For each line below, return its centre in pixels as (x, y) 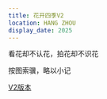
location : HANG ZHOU (42, 23)
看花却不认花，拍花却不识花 (53, 54)
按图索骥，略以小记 (40, 70)
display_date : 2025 (40, 30)
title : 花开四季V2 (36, 15)
